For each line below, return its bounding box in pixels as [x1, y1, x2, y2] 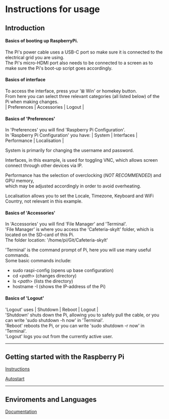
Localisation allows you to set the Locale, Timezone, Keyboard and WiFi [5, 193, 154, 199]
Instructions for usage [5, 4, 100, 15]
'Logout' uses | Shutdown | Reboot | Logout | [5, 306, 99, 312]
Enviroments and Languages [5, 395, 97, 404]
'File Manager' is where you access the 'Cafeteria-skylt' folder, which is [5, 226, 154, 232]
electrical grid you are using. [5, 54, 64, 60]
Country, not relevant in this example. [5, 198, 83, 204]
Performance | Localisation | [5, 137, 64, 144]
